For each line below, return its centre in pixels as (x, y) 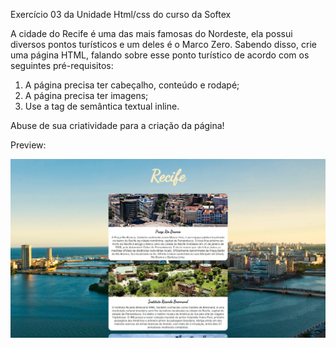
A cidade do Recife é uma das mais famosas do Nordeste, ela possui (151, 33)
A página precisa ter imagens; (86, 95)
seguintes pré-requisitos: (62, 65)
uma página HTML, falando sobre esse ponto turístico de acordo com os (160, 55)
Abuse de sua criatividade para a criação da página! (117, 125)
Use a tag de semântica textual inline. (102, 106)
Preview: (28, 145)
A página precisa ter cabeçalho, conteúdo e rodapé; (132, 85)
